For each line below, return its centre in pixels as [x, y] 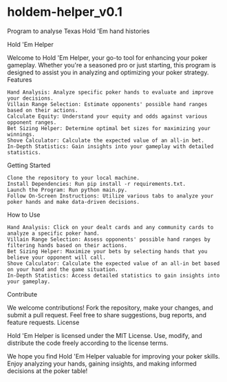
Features [20, 79]
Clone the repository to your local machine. [73, 178]
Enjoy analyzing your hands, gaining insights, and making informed [102, 363]
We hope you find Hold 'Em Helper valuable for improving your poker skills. [113, 356]
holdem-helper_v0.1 [65, 12]
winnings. [21, 134]
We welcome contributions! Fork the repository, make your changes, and [110, 308]
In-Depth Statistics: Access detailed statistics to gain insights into [113, 275]
